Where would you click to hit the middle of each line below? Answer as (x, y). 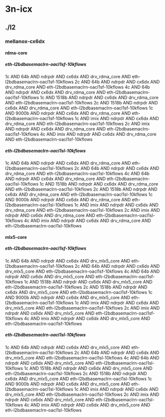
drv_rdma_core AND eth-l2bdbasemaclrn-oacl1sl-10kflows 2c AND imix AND (83, 210)
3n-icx (19, 9)
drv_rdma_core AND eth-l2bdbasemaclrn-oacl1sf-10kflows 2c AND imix (78, 124)
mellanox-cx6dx (25, 41)
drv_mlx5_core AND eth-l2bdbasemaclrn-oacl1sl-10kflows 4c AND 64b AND (82, 357)
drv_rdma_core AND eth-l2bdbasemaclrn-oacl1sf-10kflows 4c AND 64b (78, 87)
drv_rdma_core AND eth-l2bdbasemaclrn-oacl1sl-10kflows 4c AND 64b (77, 174)
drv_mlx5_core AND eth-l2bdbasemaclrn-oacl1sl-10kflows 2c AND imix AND (82, 394)
